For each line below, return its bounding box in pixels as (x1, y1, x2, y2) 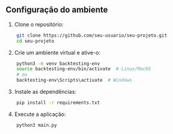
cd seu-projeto (16, 38, 55, 44)
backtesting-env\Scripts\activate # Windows (16, 78, 133, 84)
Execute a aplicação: (14, 111, 66, 118)
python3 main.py (16, 122, 58, 128)
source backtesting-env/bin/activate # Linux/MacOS (16, 66, 151, 72)
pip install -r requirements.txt (16, 100, 100, 106)
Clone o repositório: (14, 20, 64, 28)
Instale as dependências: (14, 88, 76, 96)
